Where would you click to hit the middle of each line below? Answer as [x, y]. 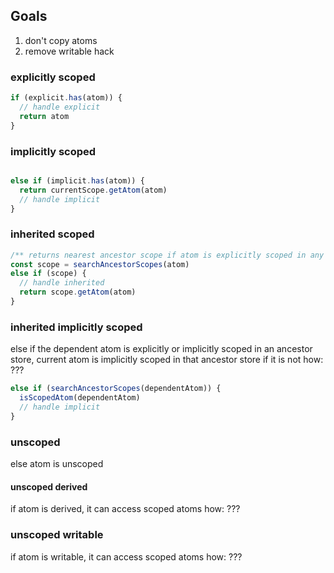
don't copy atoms [61, 40]
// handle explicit [60, 107]
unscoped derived [49, 486]
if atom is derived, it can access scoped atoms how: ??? [125, 509]
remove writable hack [69, 51]
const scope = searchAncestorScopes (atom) [100, 264]
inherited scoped [52, 234]
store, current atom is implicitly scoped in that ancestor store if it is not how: [167, 360]
